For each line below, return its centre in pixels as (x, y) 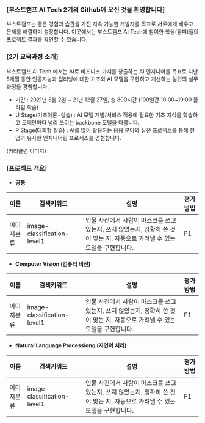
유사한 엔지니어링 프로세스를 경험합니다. (74, 138)
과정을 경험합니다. (28, 86)
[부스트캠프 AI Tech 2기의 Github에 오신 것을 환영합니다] (86, 9)
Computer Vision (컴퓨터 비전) (53, 263)
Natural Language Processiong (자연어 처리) (71, 345)
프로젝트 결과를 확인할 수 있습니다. (47, 39)
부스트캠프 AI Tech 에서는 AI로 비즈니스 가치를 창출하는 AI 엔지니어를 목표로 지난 (102, 71)
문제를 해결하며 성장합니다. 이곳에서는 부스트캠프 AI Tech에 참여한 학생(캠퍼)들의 (103, 32)
